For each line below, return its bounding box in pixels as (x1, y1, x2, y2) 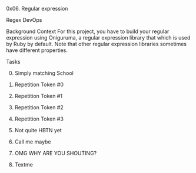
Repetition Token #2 (14, 104, 64, 111)
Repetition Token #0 (14, 81, 64, 88)
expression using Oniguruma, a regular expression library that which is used (6, 34, 191, 41)
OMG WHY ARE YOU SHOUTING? (14, 150, 97, 156)
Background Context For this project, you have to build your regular (6, 28, 170, 35)
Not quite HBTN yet (14, 127, 62, 133)
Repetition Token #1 (14, 93, 63, 99)
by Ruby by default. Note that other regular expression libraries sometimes (6, 41, 187, 47)
